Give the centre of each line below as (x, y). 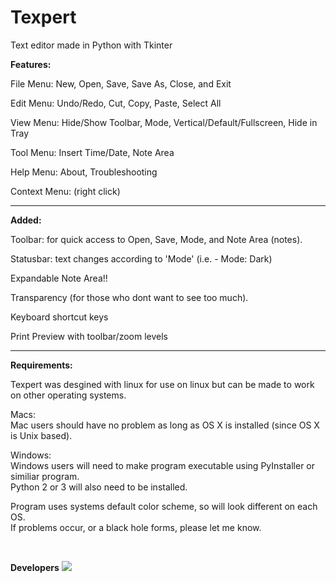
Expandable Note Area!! (59, 278)
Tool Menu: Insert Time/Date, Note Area (92, 152)
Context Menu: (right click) (65, 191)
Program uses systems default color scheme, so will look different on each (164, 506)
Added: (26, 220)
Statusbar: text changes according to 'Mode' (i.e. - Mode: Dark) (141, 258)
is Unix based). (41, 435)
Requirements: (41, 365)
